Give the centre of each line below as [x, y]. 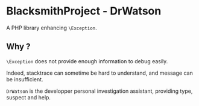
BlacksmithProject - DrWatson [84, 11]
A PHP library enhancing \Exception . [52, 28]
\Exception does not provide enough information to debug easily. [87, 61]
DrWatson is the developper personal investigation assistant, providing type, [99, 91]
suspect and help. [29, 97]
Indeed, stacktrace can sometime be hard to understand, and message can [99, 73]
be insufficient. [25, 79]
